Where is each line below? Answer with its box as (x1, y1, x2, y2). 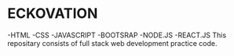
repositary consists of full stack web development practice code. (7, 38, 218, 47)
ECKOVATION (7, 5, 98, 23)
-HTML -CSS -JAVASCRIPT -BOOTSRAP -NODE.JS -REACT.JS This (7, 30, 227, 40)
